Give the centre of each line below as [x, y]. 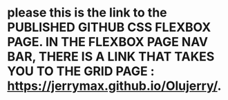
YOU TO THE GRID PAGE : [81, 71]
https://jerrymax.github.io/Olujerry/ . [114, 86]
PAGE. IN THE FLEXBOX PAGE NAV [108, 42]
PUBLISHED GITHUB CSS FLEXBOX [109, 27]
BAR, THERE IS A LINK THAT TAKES [111, 57]
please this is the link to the [87, 13]
